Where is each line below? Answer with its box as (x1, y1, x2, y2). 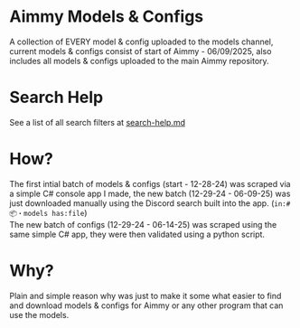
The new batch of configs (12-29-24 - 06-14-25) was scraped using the (9, 219, 277, 230)
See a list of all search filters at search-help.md (9, 117, 185, 127)
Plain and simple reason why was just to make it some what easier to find (9, 290, 282, 301)
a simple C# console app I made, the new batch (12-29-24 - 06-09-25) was (9, 188, 291, 199)
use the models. (9, 309, 70, 320)
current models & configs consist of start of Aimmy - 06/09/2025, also (9, 45, 272, 56)
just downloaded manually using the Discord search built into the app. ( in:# (9, 197, 291, 209)
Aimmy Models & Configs (9, 6, 204, 27)
